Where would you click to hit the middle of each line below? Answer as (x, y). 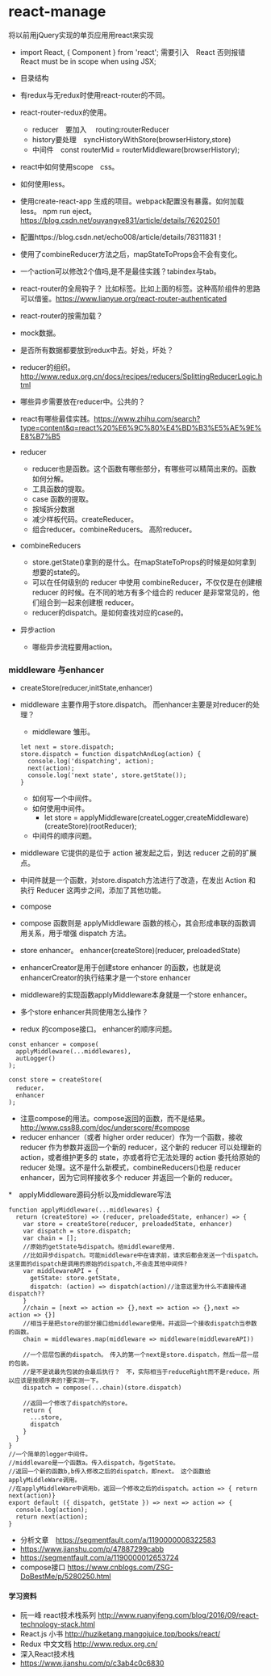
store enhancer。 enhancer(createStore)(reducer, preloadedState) (130, 951)
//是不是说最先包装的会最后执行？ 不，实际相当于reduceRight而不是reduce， (138, 1372)
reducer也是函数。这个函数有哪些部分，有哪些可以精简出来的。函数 (144, 468)
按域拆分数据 (53, 509)
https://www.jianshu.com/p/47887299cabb (92, 1549)
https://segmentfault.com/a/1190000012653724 (99, 1558)
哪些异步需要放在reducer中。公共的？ (83, 401)
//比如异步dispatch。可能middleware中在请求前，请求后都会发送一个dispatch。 (142, 1256)
